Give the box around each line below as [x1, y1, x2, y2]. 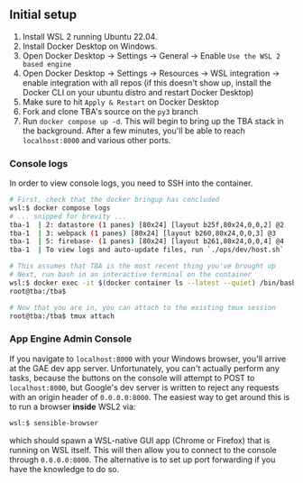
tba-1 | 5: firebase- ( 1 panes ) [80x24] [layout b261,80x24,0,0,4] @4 [9, 237, 284, 246]
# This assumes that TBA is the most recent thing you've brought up [9, 261, 277, 271]
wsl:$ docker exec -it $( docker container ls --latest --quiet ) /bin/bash [9, 278, 297, 287]
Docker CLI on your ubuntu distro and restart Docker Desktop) [22, 87, 254, 97]
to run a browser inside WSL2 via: [9, 401, 136, 412]
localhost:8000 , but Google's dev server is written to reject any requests [9, 382, 280, 393]
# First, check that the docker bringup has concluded [9, 196, 220, 205]
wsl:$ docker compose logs [9, 203, 111, 213]
